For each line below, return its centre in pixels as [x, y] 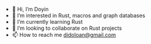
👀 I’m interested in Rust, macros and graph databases [79, 15]
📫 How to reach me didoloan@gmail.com [64, 35]
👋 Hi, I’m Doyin [30, 9]
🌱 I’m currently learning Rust [47, 22]
